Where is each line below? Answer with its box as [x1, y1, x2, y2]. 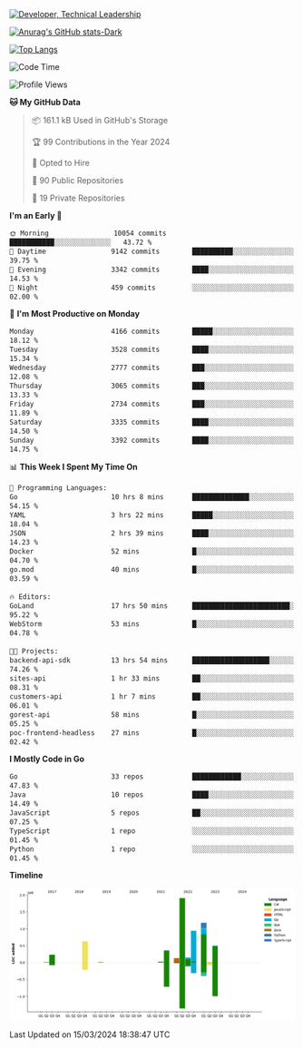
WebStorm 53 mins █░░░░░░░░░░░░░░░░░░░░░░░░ [9, 620, 295, 629]
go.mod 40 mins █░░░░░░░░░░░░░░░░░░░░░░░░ [9, 565, 295, 574]
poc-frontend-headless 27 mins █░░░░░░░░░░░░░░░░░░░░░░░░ [9, 729, 295, 738]
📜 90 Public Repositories [31, 175, 124, 185]
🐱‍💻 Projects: [9, 647, 59, 656]
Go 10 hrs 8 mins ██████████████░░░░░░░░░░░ [9, 493, 295, 502]
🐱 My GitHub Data [9, 97, 82, 107]
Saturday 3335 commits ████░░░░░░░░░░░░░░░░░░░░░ [9, 417, 295, 426]
